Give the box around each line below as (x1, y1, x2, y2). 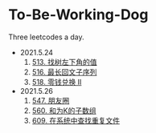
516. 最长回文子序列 (31, 66, 97, 77)
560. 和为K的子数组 (31, 106, 96, 115)
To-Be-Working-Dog (8, 6, 149, 24)
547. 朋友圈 (31, 95, 70, 105)
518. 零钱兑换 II (31, 77, 82, 87)
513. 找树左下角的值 (31, 57, 97, 66)
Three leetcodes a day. (8, 32, 84, 42)
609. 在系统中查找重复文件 (31, 115, 121, 125)
